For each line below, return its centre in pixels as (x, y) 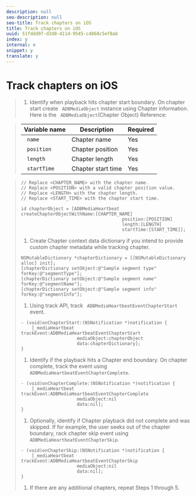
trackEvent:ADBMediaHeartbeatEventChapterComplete (85, 394)
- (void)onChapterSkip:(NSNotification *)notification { (93, 451)
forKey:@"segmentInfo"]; (51, 294)
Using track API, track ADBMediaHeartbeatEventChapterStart (104, 305)
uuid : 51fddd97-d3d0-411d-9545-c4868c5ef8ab (62, 34)
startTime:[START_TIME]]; (154, 229)
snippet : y (20, 51)
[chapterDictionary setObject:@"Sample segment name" (88, 279)
